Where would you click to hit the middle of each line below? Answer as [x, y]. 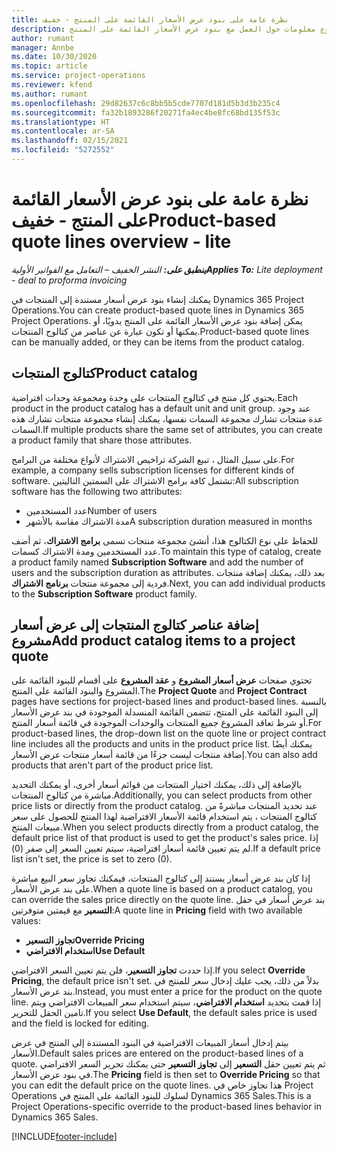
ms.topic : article [49, 66]
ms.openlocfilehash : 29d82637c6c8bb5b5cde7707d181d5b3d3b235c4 [146, 103]
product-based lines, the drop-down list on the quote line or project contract [168, 733]
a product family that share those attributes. [102, 440]
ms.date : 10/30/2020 [54, 57]
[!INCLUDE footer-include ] [64, 1137]
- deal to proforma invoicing [69, 280]
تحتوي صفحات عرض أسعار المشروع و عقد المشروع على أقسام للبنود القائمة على [162, 680]
